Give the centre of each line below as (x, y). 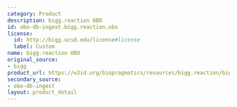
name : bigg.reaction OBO (44, 53)
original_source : (33, 60)
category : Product (34, 14)
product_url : (26, 73)
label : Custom (34, 46)
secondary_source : (34, 79)
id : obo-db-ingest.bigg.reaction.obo (63, 27)
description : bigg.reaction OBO (55, 20)
